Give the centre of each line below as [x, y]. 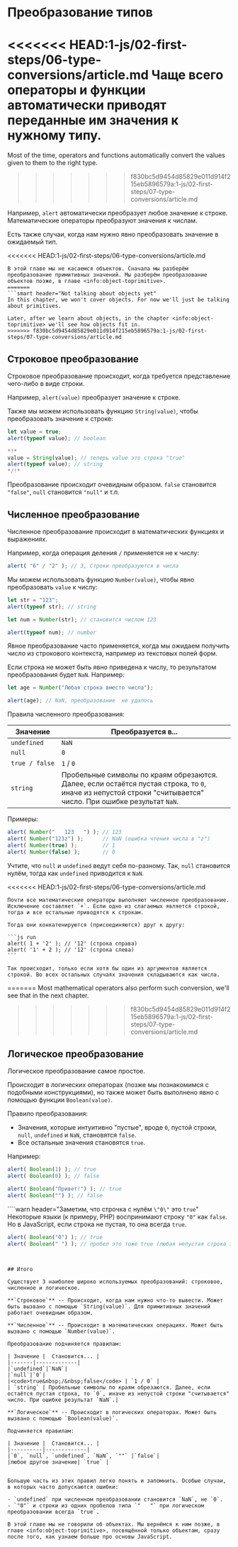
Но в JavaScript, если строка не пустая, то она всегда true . [97, 1224]
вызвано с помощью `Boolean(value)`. [63, 1418]
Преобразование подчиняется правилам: [64, 1344]
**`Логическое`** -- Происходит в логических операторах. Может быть [112, 1412]
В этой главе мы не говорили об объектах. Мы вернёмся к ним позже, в [114, 1524]
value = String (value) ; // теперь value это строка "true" [96, 458]
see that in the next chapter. [48, 995]
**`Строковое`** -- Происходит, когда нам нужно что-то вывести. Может [115, 1300]
